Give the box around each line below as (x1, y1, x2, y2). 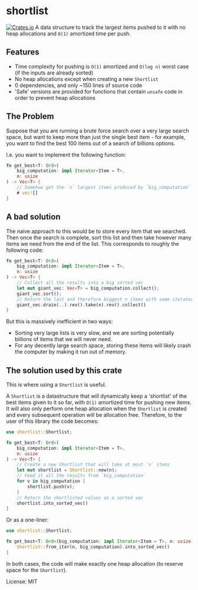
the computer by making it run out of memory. (14, 348, 127, 355)
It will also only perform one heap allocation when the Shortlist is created (6, 405, 187, 412)
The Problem (6, 111, 54, 122)
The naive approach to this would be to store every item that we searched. (6, 228, 187, 235)
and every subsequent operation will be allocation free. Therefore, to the (6, 411, 183, 419)
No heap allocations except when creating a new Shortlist (14, 75, 159, 82)
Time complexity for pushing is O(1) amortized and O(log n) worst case (14, 63, 189, 70)
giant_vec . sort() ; (16, 291, 62, 297)
